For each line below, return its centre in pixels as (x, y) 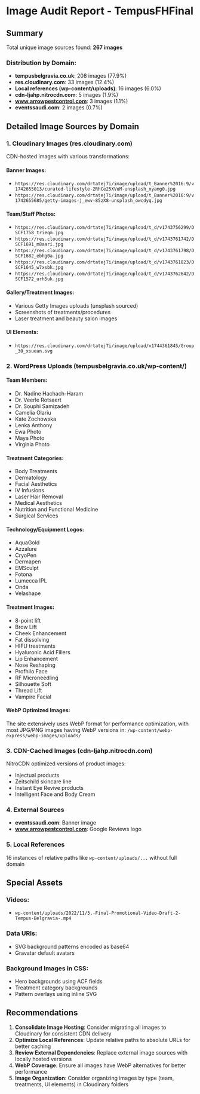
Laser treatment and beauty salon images (66, 318)
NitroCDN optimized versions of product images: (66, 764)
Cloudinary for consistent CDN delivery (63, 1033)
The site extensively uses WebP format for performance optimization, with (98, 724)
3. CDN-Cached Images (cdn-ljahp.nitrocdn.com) (79, 750)
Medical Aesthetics (39, 503)
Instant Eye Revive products (49, 788)
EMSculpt (27, 568)
